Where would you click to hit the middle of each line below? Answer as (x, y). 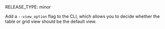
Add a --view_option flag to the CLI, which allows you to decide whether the (82, 16)
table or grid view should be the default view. (51, 22)
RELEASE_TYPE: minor (28, 7)
